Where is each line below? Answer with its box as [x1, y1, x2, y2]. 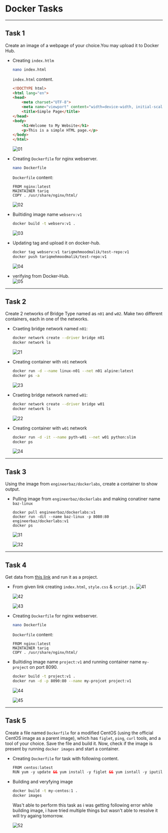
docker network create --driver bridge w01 [12, 401, 105, 406]
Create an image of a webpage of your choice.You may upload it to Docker [5, 42, 159, 48]
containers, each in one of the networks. [5, 316, 89, 322]
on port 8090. [29, 664, 58, 670]
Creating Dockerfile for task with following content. [12, 755, 119, 761]
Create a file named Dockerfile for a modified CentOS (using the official [5, 729, 153, 736]
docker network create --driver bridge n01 [12, 335, 105, 340]
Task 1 [5, 29, 25, 38]
